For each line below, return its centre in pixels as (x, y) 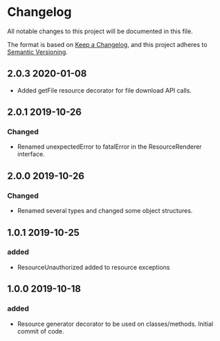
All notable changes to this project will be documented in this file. (100, 31)
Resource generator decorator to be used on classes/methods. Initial (115, 324)
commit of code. (40, 331)
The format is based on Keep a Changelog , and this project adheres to (107, 44)
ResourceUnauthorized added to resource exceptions (93, 267)
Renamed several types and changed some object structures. (105, 211)
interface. (31, 154)
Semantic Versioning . (37, 52)
